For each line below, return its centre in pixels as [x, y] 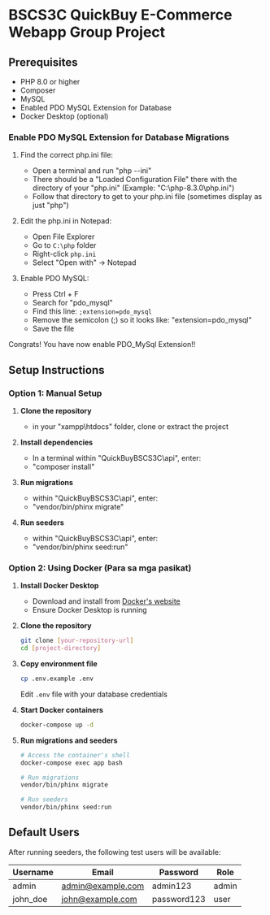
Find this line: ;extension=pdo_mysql [92, 311]
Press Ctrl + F [55, 294]
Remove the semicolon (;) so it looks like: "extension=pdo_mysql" [142, 320]
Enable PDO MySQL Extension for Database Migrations [119, 137]
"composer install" [63, 466]
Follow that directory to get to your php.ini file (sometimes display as [147, 197]
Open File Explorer [63, 236]
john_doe [30, 899]
